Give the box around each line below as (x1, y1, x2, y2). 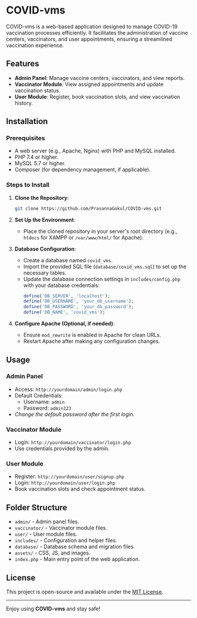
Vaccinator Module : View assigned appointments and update (14, 81, 164, 88)
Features (6, 59, 39, 69)
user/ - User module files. (14, 530, 77, 538)
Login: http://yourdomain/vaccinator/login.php (14, 439, 131, 446)
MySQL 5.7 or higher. (14, 160, 66, 167)
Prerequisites (6, 134, 45, 142)
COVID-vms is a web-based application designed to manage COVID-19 (6, 23, 178, 30)
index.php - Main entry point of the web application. (14, 556, 140, 563)
